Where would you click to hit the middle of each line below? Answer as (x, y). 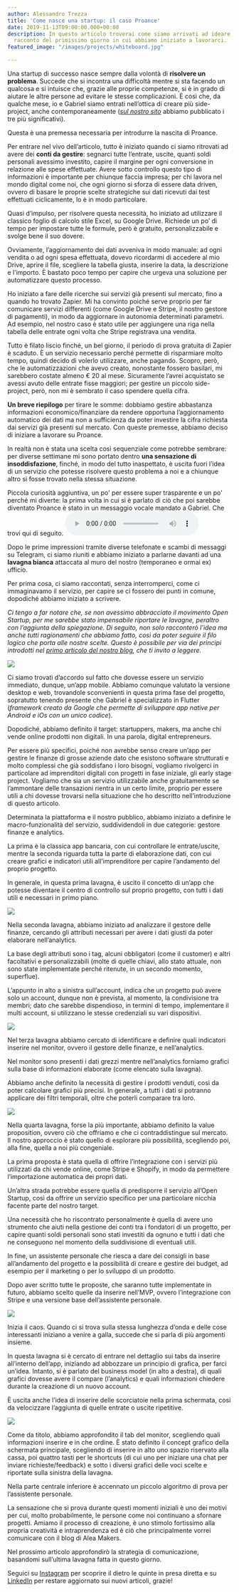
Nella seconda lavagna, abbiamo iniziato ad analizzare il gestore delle (109, 925)
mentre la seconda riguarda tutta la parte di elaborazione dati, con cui (110, 854)
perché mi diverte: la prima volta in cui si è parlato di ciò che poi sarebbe (114, 500)
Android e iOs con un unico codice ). (60, 715)
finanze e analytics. (36, 832)
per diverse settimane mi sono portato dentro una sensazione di (102, 456)
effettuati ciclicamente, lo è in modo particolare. (78, 199)
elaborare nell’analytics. (42, 940)
